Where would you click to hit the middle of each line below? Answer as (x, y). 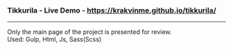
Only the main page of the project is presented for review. (89, 32)
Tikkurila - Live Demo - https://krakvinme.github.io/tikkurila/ (112, 10)
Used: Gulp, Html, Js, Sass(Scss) (54, 40)
